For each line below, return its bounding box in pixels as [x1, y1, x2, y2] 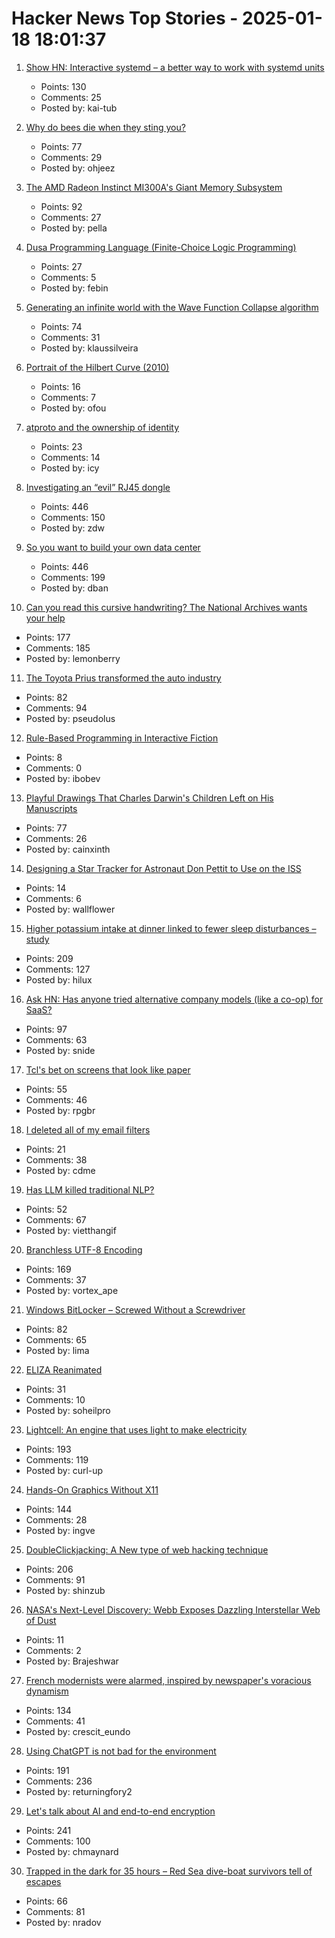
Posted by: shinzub [25, 1584, 106, 1596]
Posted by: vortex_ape [25, 1284, 119, 1296]
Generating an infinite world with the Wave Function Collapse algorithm [25, 301, 319, 313]
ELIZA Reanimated [25, 1363, 103, 1376]
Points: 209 [25, 952, 74, 964]
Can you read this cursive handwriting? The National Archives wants [25, 601, 308, 613]
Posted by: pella [40, 222, 108, 234]
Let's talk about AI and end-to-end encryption [25, 1805, 216, 1817]
